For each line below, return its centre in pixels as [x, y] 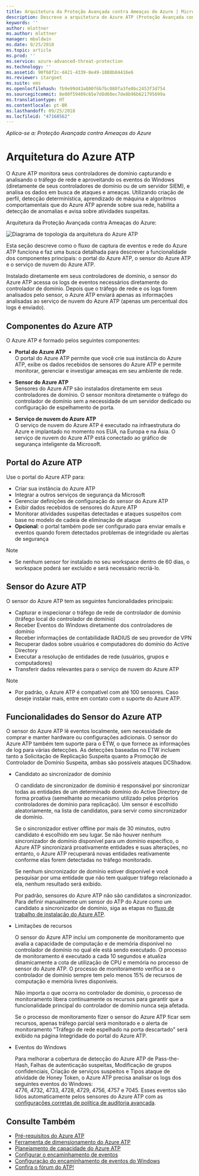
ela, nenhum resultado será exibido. [58, 884]
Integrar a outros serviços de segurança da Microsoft [80, 495]
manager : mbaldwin [29, 39]
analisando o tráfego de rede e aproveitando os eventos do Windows [90, 180]
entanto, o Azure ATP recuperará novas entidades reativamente [92, 854]
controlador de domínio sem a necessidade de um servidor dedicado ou [103, 401]
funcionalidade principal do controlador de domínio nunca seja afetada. [102, 1005]
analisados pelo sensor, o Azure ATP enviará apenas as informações [90, 295]
